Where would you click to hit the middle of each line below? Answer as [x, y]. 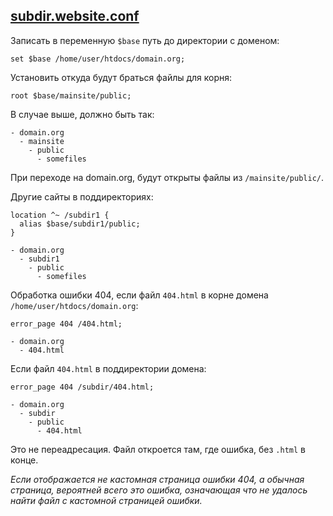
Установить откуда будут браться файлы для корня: [121, 77]
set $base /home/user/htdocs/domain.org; [98, 59]
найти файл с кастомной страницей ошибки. [106, 500]
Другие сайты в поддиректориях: [82, 196]
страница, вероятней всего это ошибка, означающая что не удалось [159, 490]
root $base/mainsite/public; [71, 95]
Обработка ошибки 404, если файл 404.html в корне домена [139, 295]
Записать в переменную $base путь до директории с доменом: [145, 40]
